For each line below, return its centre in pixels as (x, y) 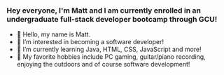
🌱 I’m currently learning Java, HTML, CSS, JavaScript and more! (109, 49)
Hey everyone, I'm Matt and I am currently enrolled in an (104, 11)
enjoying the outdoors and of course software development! (103, 64)
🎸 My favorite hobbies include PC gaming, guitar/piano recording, (111, 57)
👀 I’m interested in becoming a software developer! (90, 42)
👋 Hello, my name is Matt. (54, 34)
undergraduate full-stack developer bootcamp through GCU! (112, 19)
